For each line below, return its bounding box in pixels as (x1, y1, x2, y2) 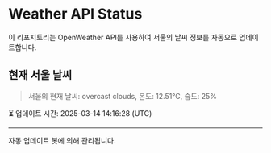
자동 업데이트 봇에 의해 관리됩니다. (8, 135, 116, 145)
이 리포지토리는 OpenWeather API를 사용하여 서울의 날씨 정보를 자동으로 (8, 32, 238, 42)
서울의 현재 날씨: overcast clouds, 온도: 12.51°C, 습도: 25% (27, 91, 218, 101)
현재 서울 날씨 (8, 68, 73, 82)
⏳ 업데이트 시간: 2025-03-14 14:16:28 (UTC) (8, 108, 152, 118)
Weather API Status (8, 5, 143, 23)
